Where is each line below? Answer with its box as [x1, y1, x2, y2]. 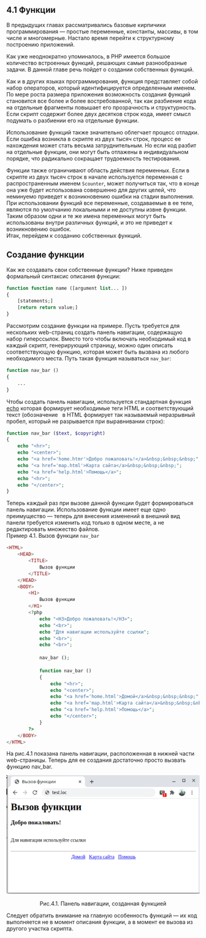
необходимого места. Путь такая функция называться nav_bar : [6, 355, 172, 362]
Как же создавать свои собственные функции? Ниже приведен [6, 266, 173, 273]
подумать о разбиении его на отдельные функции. [6, 117, 139, 124]
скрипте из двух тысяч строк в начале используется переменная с [6, 173, 183, 180]
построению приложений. [6, 41, 75, 48]
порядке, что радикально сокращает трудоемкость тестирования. [6, 155, 181, 162]
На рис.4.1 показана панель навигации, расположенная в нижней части [6, 750, 195, 758]
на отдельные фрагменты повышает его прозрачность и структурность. [6, 104, 196, 111]
